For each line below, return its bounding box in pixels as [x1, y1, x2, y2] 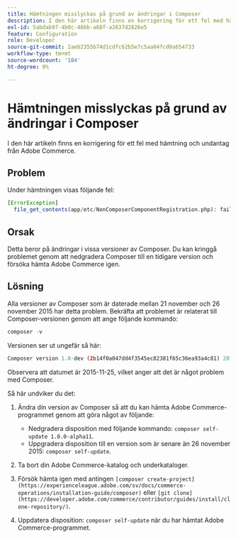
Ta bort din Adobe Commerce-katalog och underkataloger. [17, 460, 189, 469]
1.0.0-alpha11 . [50, 432, 94, 440]
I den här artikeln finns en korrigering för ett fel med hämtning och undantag [7, 139, 229, 147]
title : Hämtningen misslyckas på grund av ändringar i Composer [7, 10, 201, 18]
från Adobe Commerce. [7, 146, 76, 155]
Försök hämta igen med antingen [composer [17, 474, 144, 483]
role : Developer [7, 37, 55, 44]
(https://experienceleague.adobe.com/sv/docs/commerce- [17, 481, 186, 489]
